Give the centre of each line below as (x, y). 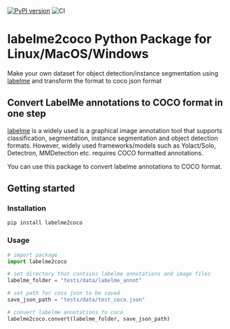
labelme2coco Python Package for (109, 39)
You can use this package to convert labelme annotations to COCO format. (115, 166)
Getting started (41, 189)
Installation (27, 209)
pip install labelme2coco (45, 223)
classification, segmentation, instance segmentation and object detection (113, 138)
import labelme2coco (37, 261)
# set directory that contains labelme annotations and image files (109, 274)
